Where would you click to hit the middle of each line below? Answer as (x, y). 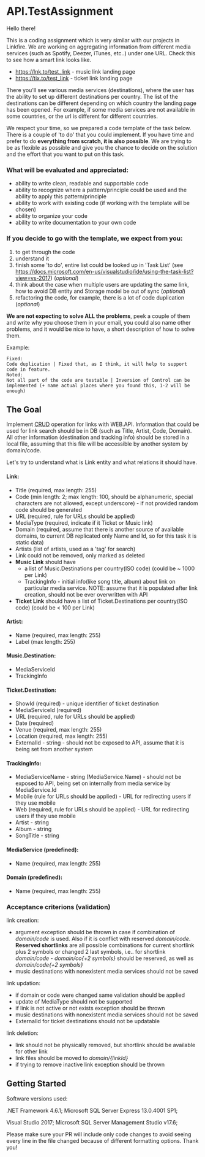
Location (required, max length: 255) (61, 736)
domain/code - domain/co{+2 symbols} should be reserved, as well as (104, 958)
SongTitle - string (37, 835)
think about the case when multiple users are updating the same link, (102, 284)
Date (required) (34, 723)
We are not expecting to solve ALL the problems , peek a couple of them (99, 316)
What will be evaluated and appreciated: (67, 170)
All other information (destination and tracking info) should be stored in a (98, 438)
